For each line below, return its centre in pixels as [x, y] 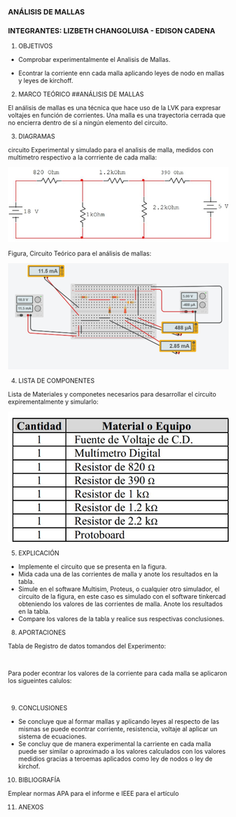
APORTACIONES [42, 632]
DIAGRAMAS [36, 136]
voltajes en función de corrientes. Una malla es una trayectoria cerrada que [117, 115]
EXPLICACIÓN [39, 553]
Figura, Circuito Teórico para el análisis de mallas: [80, 253]
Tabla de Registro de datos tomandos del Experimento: [87, 646]
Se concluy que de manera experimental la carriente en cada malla [114, 744]
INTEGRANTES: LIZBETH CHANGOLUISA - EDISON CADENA [112, 30]
